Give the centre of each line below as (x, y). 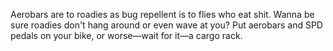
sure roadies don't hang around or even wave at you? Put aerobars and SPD (166, 25)
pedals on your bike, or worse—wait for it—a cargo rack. (126, 35)
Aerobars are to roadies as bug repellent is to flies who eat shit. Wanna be (162, 14)
